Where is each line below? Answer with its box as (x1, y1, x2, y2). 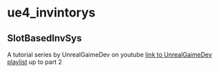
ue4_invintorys (7, 5, 96, 21)
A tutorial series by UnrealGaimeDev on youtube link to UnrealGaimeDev (7, 50, 212, 59)
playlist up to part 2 (7, 58, 62, 66)
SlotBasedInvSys (7, 32, 83, 44)
